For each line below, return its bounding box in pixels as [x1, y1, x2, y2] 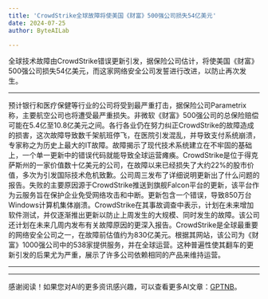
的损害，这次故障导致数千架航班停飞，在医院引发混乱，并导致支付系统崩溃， [8, 131, 260, 140]
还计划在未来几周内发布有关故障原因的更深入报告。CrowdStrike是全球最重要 [8, 220, 259, 230]
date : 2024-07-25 [8, 19, 66, 27]
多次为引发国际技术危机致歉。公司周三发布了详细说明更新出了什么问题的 [22, 171, 260, 180]
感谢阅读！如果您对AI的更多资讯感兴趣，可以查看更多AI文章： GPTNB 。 [8, 282, 242, 292]
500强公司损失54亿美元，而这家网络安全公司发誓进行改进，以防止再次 [8, 66, 240, 76]
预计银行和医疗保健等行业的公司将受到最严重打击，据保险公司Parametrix [8, 100, 247, 110]
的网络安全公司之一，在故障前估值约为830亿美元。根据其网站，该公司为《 [8, 230, 253, 240]
